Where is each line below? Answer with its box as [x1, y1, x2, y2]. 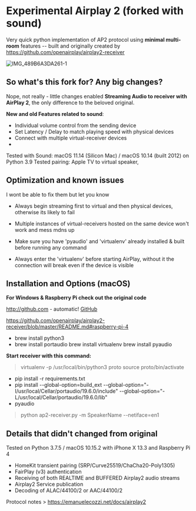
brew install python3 [14, 334, 65, 342]
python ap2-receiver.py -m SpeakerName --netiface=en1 [20, 412, 160, 419]
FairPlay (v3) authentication [14, 468, 82, 475]
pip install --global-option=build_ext [14, 381, 102, 389]
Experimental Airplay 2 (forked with [6, 4, 184, 18]
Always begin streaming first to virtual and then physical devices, [14, 202, 173, 210]
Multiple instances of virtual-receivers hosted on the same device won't [14, 220, 190, 227]
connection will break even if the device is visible [14, 261, 134, 268]
